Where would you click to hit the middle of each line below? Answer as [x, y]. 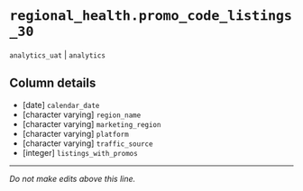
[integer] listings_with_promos [80, 152]
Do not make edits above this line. [73, 178]
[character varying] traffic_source [87, 143]
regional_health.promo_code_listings [151, 16]
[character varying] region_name [82, 114]
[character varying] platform [75, 133]
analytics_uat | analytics [58, 55]
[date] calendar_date [61, 105]
